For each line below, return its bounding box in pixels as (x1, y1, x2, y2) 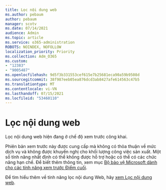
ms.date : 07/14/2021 (5, 26, 48, 31)
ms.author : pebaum (5, 12, 43, 17)
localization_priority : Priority (5, 49, 75, 54)
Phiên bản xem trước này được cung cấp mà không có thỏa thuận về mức (5, 143, 156, 149)
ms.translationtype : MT (5, 81, 55, 86)
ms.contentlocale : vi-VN (5, 86, 57, 91)
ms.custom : (5, 58, 28, 63)
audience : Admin (5, 30, 39, 35)
